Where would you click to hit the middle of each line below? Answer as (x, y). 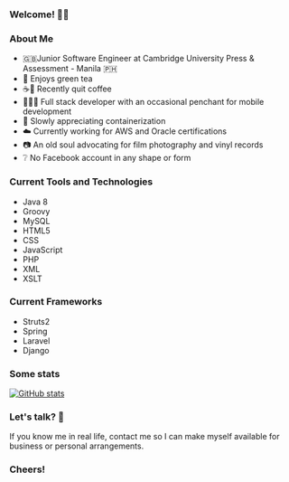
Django (36, 350)
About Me (32, 38)
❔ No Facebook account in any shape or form (107, 158)
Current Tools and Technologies (81, 182)
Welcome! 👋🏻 (39, 14)
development (47, 111)
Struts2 (36, 321)
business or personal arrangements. (77, 446)
